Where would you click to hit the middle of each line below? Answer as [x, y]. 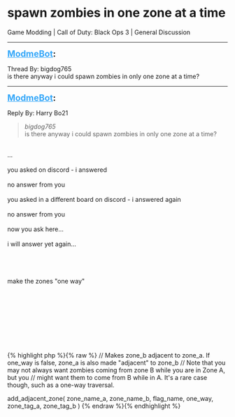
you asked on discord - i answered [57, 170]
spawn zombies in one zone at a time [116, 13]
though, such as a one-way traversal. [61, 385]
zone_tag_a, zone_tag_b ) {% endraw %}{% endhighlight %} [94, 406]
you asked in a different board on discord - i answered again [94, 199]
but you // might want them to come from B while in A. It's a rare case [107, 377]
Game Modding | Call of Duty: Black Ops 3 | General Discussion [99, 32]
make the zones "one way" [46, 281]
